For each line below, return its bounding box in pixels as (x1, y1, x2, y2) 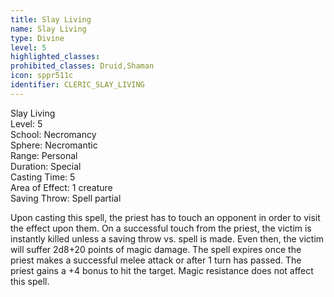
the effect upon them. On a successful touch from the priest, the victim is (10, 222, 312, 234)
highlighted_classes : (10, 52, 101, 62)
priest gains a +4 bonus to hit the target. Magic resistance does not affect (10, 264, 314, 276)
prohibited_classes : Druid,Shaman (10, 61, 155, 71)
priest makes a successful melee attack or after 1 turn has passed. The (10, 254, 302, 266)
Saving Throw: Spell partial (10, 192, 122, 204)
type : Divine (10, 33, 65, 43)
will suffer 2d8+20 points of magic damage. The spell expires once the (10, 243, 302, 255)
